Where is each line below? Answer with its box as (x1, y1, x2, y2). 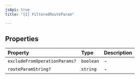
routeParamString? (7, 67, 51, 72)
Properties (5, 34, 39, 43)
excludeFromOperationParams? (7, 58, 76, 64)
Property (7, 49, 29, 56)
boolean (81, 58, 99, 64)
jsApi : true (5, 7, 30, 12)
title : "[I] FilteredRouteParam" (5, 12, 74, 17)
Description (104, 49, 133, 56)
